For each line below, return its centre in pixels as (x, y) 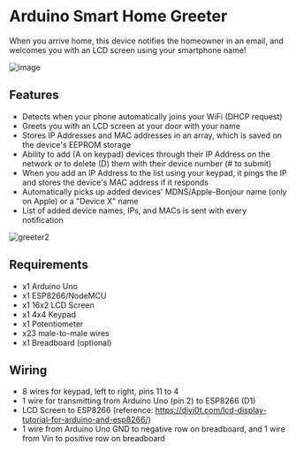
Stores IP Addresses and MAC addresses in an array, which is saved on (152, 135)
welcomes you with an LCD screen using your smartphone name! (128, 50)
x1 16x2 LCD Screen (58, 305)
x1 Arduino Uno (49, 286)
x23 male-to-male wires (66, 333)
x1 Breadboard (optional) (67, 342)
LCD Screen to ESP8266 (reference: (87, 410)
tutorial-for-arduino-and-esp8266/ (85, 420)
